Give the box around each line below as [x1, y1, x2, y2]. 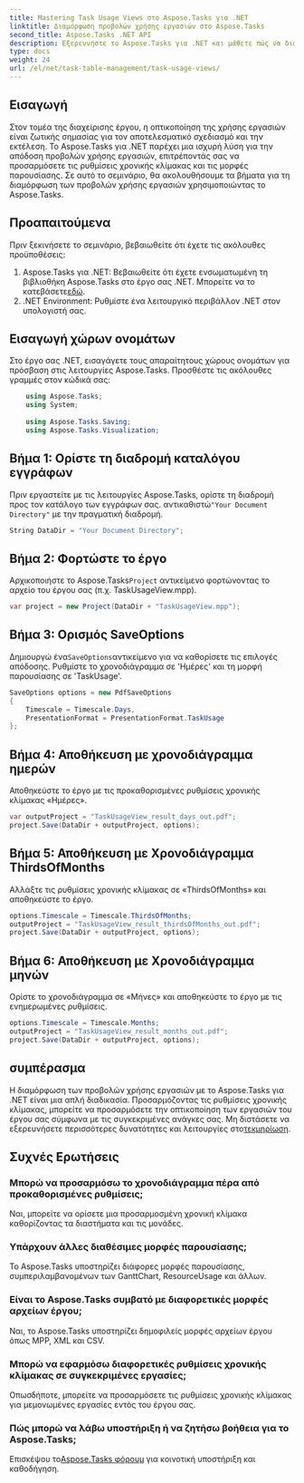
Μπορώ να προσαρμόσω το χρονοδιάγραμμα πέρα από [9, 1176, 260, 1188]
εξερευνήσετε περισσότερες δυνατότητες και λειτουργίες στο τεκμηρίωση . [9, 1123, 291, 1134]
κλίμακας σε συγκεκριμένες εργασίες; [9, 1369, 187, 1381]
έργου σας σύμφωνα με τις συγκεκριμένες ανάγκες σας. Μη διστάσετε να [9, 1113, 290, 1124]
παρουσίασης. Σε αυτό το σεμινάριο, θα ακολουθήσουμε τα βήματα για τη [9, 170, 290, 180]
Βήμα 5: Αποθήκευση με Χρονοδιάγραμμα [9, 846, 254, 861]
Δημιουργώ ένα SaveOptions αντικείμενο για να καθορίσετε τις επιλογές [9, 651, 278, 662]
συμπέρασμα [9, 1061, 86, 1076]
